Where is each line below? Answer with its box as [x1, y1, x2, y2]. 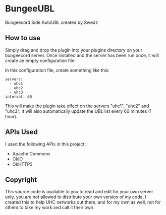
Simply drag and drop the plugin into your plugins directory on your [5, 47, 143, 53]
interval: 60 [5, 94, 32, 99]
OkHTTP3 [12, 161, 33, 167]
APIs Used [5, 128, 38, 137]
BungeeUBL [5, 3, 55, 14]
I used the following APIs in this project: [5, 141, 86, 147]
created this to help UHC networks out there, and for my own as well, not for [5, 199, 161, 205]
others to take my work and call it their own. [5, 205, 95, 211]
